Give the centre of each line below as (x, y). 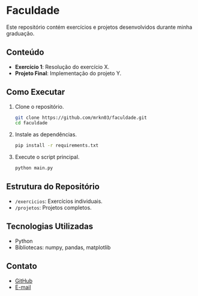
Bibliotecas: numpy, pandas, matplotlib (63, 247)
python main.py (34, 168)
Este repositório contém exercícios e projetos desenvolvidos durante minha (99, 27)
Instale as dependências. (46, 134)
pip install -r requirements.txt (57, 146)
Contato (22, 266)
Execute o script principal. (47, 157)
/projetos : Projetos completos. (53, 207)
